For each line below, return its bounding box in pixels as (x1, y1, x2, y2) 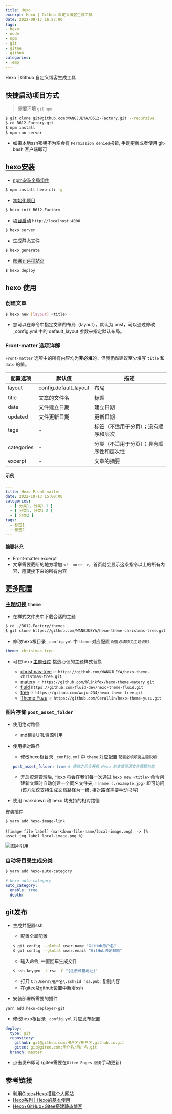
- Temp (5, 60, 19, 65)
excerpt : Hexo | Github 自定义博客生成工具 (5, 12, 93, 17)
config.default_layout (38, 384, 90, 391)
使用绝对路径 (12, 721, 40, 727)
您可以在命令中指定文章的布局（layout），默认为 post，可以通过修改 (12, 322, 155, 328)
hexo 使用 (5, 283, 37, 292)
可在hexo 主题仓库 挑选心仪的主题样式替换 (12, 658, 102, 664)
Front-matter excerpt (12, 555, 57, 561)
